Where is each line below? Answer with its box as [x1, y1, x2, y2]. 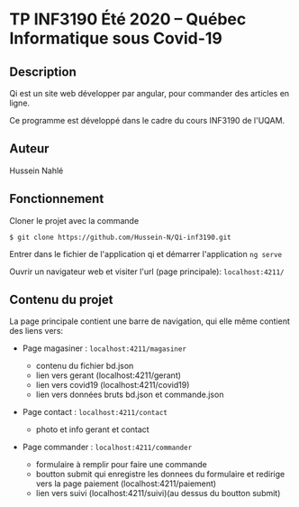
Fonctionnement [9, 191, 104, 207]
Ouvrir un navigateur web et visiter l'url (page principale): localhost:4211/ [9, 266, 285, 277]
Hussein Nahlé [9, 165, 64, 176]
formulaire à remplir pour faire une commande [35, 459, 207, 470]
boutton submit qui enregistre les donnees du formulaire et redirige [35, 469, 285, 480]
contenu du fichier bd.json [35, 361, 134, 372]
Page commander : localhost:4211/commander [22, 442, 193, 453]
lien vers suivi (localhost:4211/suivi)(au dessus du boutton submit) [35, 488, 281, 499]
